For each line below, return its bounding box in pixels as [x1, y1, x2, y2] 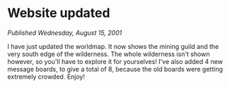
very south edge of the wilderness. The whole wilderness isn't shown [7, 50, 210, 58]
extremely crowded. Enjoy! [7, 72, 85, 81]
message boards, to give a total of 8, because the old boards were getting [7, 65, 223, 73]
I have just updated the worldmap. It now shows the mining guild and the [7, 42, 219, 50]
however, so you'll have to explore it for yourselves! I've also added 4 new [7, 57, 223, 65]
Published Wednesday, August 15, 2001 [7, 28, 122, 37]
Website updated [7, 5, 110, 21]
